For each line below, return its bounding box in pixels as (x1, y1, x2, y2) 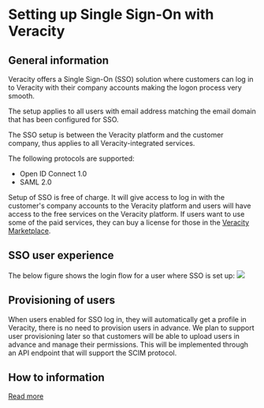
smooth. (8, 91, 35, 100)
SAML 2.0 (19, 177, 52, 187)
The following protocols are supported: (8, 154, 136, 163)
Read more (8, 391, 44, 401)
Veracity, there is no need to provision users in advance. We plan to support (8, 323, 255, 332)
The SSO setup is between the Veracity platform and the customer (8, 130, 224, 139)
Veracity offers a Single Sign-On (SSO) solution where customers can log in (8, 75, 254, 83)
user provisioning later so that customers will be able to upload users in (8, 331, 240, 340)
